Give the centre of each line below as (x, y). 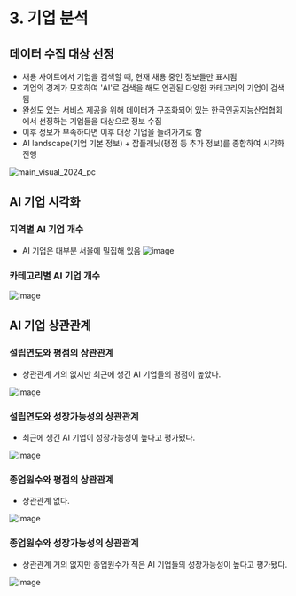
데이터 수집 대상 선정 (62, 54)
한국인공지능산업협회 (247, 110)
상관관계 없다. (46, 501)
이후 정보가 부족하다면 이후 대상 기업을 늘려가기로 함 (112, 132)
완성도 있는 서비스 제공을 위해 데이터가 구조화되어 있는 (116, 110)
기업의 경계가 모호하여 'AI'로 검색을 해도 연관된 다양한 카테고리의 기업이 (145, 88)
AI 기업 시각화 (45, 202)
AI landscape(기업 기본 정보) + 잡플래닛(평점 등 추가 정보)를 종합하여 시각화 (153, 143)
